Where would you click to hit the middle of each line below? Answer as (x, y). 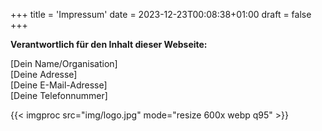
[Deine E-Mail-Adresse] (59, 85)
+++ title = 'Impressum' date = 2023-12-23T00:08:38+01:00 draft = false (161, 14)
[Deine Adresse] (44, 74)
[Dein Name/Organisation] (64, 63)
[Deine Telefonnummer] (59, 95)
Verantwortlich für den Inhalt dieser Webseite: (109, 44)
